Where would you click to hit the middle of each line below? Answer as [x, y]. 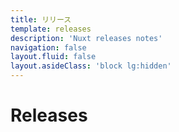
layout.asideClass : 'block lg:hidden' [91, 66]
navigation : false [48, 47]
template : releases [51, 29]
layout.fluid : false [53, 57]
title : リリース [41, 19]
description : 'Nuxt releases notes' [86, 38]
